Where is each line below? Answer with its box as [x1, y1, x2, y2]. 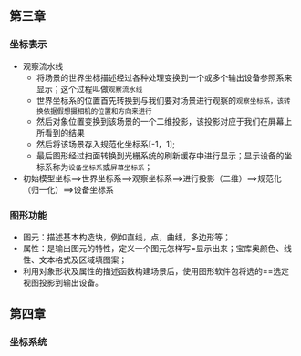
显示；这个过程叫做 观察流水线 [36, 83, 143, 94]
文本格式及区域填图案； [38, 254, 128, 265]
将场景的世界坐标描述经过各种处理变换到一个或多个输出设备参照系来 [36, 72, 293, 83]
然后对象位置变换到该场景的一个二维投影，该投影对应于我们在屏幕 [36, 116, 285, 127]
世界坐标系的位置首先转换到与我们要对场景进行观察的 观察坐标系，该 [36, 95, 285, 106]
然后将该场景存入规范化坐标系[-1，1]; [36, 138, 175, 149]
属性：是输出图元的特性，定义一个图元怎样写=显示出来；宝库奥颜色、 [22, 242, 285, 253]
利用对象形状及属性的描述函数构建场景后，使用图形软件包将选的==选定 [22, 265, 290, 276]
